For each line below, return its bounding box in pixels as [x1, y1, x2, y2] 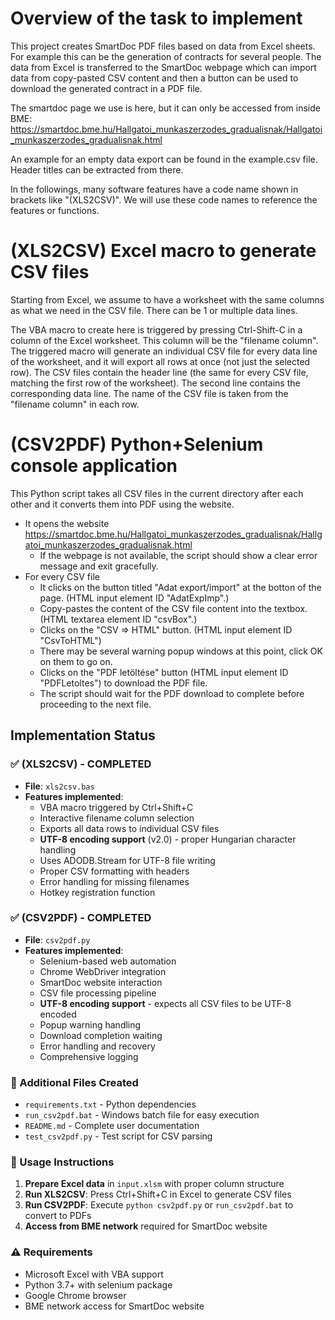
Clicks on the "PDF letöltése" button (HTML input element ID [39, 666, 289, 678]
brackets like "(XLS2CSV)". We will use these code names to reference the [10, 193, 318, 206]
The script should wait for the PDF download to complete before [39, 687, 305, 699]
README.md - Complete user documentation [24, 1120, 200, 1132]
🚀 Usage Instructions [10, 1155, 115, 1169]
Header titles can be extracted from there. [10, 163, 184, 176]
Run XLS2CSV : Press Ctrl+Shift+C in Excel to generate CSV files [24, 1188, 292, 1201]
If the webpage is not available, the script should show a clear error [39, 549, 318, 561]
